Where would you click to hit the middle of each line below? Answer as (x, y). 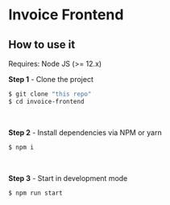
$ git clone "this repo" (50, 94)
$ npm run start (35, 193)
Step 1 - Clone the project (51, 79)
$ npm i (21, 147)
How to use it (42, 45)
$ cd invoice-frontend (46, 101)
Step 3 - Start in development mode (68, 178)
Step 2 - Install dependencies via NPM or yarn (85, 132)
